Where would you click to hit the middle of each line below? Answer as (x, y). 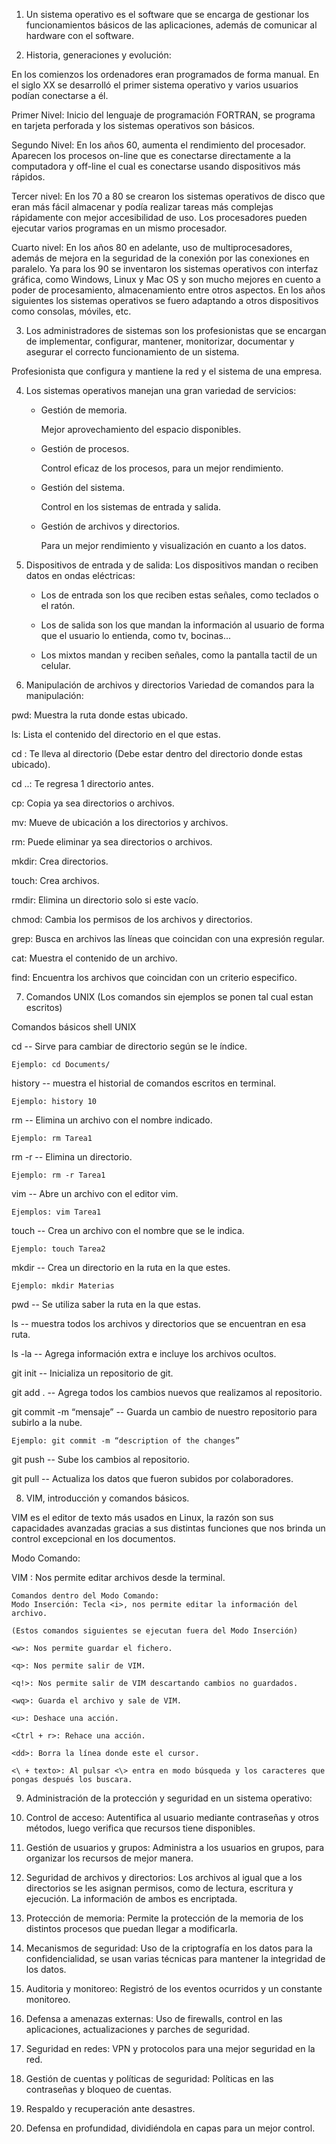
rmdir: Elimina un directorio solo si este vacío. (105, 900)
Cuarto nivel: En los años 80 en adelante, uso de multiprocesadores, (152, 247)
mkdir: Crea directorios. (60, 861)
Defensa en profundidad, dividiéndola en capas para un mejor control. (170, 2128)
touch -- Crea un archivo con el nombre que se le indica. (128, 1230)
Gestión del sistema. (83, 487)
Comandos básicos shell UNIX (74, 1027)
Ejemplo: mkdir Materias (63, 1286)
